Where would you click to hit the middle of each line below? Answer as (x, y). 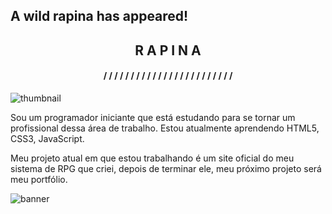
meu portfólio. (39, 179)
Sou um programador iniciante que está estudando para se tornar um (153, 117)
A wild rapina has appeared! (99, 16)
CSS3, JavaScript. (47, 138)
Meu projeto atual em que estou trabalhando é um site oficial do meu (152, 158)
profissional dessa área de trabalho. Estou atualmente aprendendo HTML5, (165, 128)
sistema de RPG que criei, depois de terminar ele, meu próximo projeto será (166, 168)
